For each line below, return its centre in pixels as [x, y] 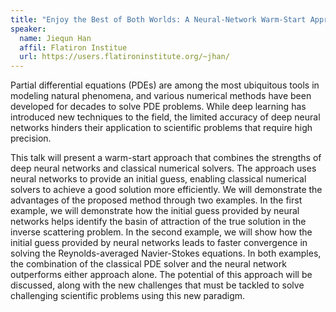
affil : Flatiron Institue [73, 47]
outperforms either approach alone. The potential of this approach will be [161, 275]
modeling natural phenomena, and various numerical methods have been [161, 96]
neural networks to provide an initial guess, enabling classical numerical [158, 179]
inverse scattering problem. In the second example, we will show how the [161, 232]
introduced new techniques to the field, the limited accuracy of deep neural [165, 117]
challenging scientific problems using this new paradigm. [128, 296]
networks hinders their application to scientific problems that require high [161, 128]
